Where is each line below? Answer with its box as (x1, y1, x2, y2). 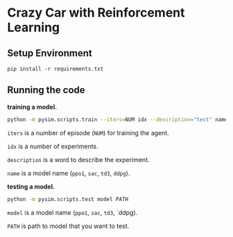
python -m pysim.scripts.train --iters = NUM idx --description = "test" (7, 116, 213, 123)
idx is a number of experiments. (7, 142, 98, 150)
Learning (7, 19, 60, 35)
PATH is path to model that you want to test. (7, 222, 130, 230)
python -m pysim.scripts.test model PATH (7, 195, 129, 202)
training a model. (7, 103, 58, 111)
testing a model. (7, 182, 55, 191)
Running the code (7, 85, 85, 96)
